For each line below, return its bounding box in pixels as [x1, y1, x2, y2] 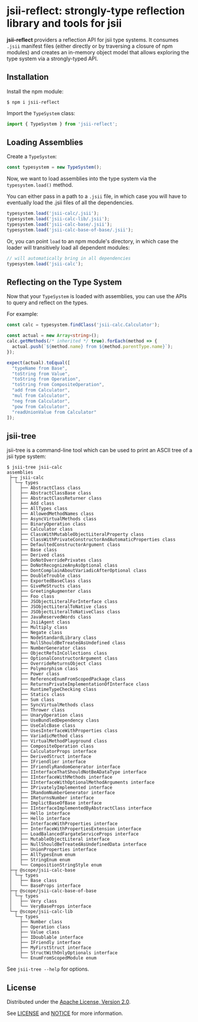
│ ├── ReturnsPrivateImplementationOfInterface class [9, 681, 150, 687]
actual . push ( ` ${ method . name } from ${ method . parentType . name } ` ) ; [12, 344, 173, 350]
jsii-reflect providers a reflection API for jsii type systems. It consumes [6, 36, 179, 43]
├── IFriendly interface [19, 940, 81, 946]
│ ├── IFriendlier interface [9, 759, 86, 765]
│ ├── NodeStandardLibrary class [9, 635, 97, 641]
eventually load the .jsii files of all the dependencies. [6, 199, 134, 206]
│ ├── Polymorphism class [9, 666, 78, 672]
